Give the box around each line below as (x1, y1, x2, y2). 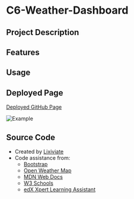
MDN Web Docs (23, 173, 63, 180)
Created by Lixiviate (14, 148, 64, 155)
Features (6, 47, 40, 57)
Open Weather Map (23, 167, 72, 174)
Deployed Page (6, 87, 63, 98)
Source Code (6, 132, 55, 143)
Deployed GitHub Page (6, 103, 62, 110)
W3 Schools (23, 179, 53, 187)
